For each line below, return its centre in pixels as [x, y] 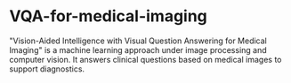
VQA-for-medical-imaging [108, 16]
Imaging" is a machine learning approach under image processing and [138, 49]
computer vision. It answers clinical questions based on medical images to [145, 59]
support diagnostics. [47, 69]
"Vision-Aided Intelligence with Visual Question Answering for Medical [138, 41]
